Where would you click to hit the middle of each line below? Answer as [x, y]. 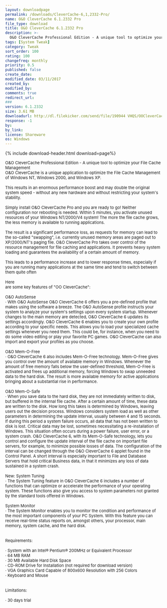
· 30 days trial [18, 600]
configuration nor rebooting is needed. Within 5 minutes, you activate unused [79, 213]
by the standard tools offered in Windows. [45, 496]
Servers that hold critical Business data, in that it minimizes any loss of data [77, 461]
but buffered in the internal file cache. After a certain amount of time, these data [81, 401]
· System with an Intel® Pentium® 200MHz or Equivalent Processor [69, 551]
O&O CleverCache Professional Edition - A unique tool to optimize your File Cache [83, 163]
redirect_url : [20, 97]
